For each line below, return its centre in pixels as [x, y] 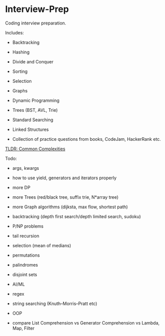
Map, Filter [23, 328]
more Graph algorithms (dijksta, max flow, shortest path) [70, 207]
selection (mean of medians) [41, 245]
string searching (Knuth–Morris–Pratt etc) [55, 304]
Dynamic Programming [36, 100]
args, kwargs [26, 168]
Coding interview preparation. [36, 23]
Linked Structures [30, 129]
